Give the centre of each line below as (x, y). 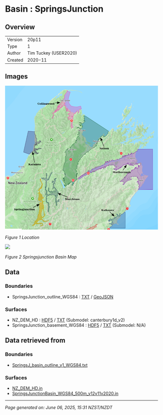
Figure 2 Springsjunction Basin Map (41, 257)
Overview (20, 27)
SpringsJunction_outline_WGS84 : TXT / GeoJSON (63, 296)
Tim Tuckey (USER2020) (52, 53)
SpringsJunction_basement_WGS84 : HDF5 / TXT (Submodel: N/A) (79, 325)
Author (14, 53)
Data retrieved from (35, 341)
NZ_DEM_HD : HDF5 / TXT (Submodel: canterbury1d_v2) (68, 320)
